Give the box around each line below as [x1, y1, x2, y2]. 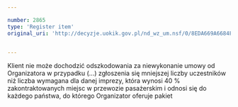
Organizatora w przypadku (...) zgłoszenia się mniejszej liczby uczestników [7, 69, 227, 78]
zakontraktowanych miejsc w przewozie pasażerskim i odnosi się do [7, 84, 207, 93]
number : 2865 [7, 16, 46, 23]
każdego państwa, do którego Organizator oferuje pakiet [7, 91, 173, 100]
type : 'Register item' [7, 23, 74, 30]
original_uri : [7, 30, 50, 37]
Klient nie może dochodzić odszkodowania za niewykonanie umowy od [7, 62, 215, 70]
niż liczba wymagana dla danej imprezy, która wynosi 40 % [7, 77, 181, 85]
